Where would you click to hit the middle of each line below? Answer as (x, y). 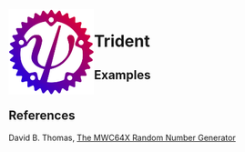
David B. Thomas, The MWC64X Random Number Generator (122, 137)
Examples (122, 75)
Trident (122, 41)
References (42, 116)
